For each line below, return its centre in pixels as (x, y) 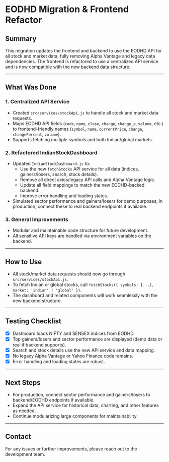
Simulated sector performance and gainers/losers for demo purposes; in (88, 201)
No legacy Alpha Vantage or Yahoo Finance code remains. (73, 356)
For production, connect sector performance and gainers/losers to (81, 395)
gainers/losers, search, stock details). (59, 174)
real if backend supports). (39, 345)
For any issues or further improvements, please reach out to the (71, 449)
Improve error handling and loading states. (64, 196)
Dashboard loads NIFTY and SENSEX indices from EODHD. (73, 333)
